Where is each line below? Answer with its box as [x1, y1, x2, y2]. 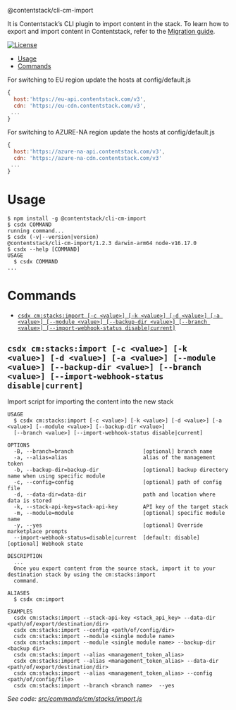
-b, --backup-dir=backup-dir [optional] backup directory [13, 466, 229, 474]
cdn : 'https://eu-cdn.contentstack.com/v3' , [13, 102, 147, 109]
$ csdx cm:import [13, 596, 65, 603]
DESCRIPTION [7, 553, 42, 560]
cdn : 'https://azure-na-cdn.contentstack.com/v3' [13, 155, 162, 162]
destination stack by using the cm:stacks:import [7, 571, 156, 578]
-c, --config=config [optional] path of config [13, 479, 222, 486]
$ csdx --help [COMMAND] [7, 246, 80, 253]
